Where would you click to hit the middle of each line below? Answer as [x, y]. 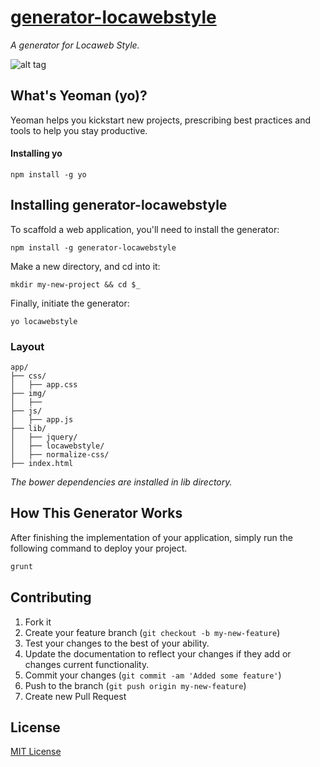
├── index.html [42, 464]
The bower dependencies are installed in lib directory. [121, 482]
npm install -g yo [48, 174]
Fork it [38, 622]
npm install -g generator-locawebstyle [93, 247]
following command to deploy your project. [99, 548]
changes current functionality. [87, 664]
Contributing [51, 597]
